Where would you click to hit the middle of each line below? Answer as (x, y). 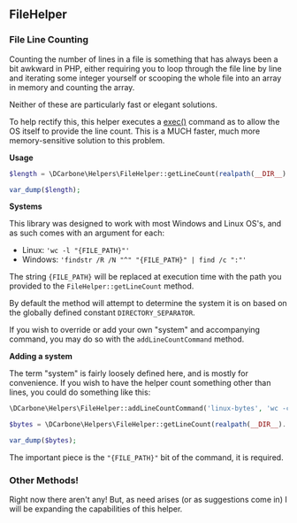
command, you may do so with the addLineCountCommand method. (127, 339)
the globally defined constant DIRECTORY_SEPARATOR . (103, 312)
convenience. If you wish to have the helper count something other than (140, 383)
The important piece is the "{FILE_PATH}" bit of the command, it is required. (147, 458)
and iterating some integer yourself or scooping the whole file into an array (145, 78)
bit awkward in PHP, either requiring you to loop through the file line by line (146, 68)
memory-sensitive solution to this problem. (87, 140)
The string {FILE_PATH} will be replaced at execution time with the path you (145, 277)
